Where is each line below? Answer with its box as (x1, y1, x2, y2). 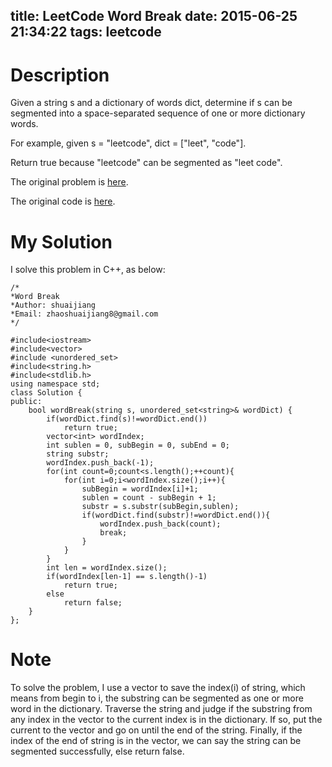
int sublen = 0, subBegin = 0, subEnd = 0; (46, 440, 230, 451)
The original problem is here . (10, 176, 129, 188)
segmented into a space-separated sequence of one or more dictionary (10, 107, 306, 119)
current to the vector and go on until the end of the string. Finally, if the (10, 724, 303, 736)
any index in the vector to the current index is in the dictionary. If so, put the (10, 714, 323, 726)
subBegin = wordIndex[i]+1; (81, 484, 199, 494)
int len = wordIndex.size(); (46, 563, 168, 573)
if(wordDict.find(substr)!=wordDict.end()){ (81, 510, 271, 521)
